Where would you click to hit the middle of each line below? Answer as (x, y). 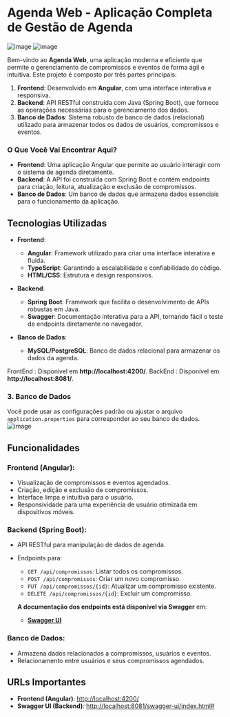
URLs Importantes (46, 682)
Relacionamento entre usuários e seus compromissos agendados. (111, 660)
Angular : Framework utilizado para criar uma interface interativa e (121, 253)
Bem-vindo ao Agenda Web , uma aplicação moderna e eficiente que (105, 59)
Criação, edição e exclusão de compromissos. (83, 490)
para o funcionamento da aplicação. (68, 202)
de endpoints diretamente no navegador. (85, 324)
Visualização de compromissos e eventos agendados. (94, 483)
